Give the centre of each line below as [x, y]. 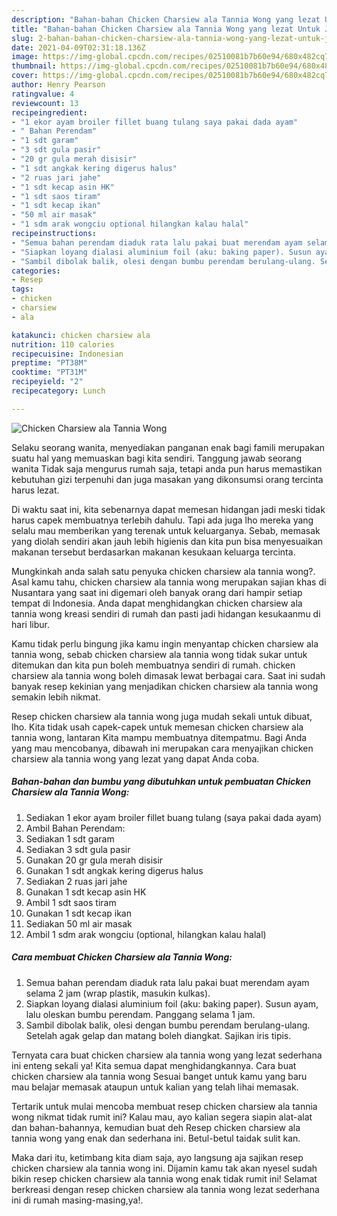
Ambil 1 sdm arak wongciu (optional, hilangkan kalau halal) [146, 934]
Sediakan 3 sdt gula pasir [78, 849]
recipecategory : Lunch [58, 391]
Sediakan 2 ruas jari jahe [76, 881]
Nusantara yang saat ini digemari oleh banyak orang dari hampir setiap [157, 592]
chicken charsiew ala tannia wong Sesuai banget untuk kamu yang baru [159, 1076]
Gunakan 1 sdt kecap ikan [78, 913]
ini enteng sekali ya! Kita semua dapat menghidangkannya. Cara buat [154, 1065]
